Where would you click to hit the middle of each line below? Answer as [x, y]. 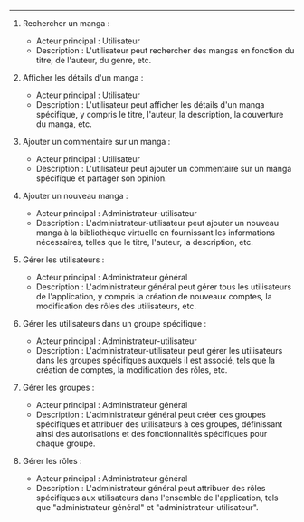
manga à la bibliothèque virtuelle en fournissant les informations [156, 233]
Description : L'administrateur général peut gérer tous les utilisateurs [164, 287]
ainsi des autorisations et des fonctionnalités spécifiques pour [152, 434]
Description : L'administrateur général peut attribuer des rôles [151, 488]
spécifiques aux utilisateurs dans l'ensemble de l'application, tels [157, 498]
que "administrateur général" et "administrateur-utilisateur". [147, 507]
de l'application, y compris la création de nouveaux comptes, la [154, 296]
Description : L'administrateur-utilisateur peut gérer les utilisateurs [159, 351]
